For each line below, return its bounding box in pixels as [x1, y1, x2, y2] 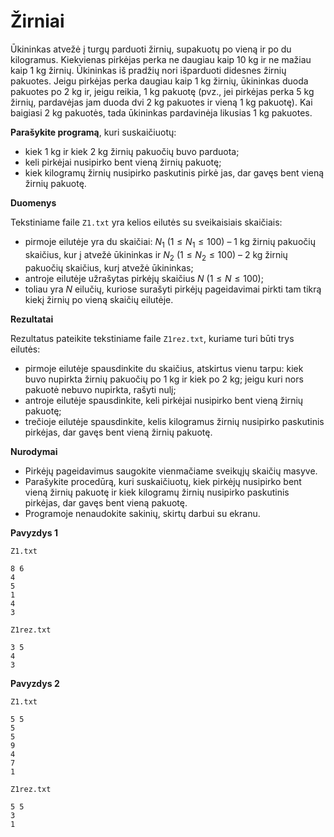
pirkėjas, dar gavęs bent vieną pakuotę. [24, 496, 188, 509]
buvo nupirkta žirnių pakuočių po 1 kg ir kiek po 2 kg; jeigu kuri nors [24, 373, 304, 385]
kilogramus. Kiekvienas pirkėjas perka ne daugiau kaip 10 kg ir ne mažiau [10, 53, 312, 65]
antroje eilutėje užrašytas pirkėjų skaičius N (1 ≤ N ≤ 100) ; [24, 272, 264, 284]
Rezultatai [10, 313, 54, 325]
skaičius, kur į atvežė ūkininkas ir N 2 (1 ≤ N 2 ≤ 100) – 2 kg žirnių [24, 248, 288, 263]
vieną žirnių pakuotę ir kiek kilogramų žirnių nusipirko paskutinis [24, 486, 290, 498]
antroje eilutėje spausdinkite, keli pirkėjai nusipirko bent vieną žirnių [24, 394, 304, 406]
